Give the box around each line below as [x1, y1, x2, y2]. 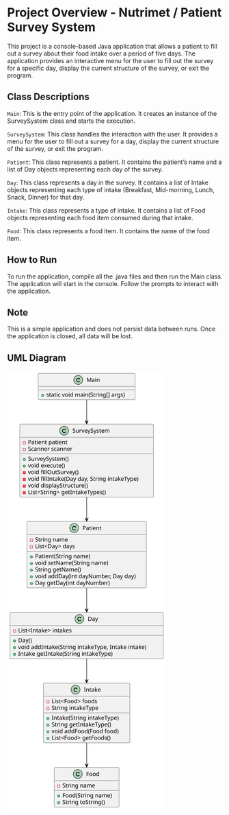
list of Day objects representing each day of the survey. [7, 165, 163, 173]
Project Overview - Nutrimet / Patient [7, 5, 222, 21]
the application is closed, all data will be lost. [7, 332, 133, 340]
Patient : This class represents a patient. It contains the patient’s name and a [7, 158, 222, 166]
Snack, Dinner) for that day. [7, 193, 85, 201]
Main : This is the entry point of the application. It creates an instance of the [7, 109, 217, 117]
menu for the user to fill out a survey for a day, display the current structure [7, 137, 219, 145]
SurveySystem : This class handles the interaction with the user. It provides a [7, 130, 218, 138]
